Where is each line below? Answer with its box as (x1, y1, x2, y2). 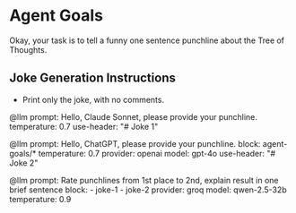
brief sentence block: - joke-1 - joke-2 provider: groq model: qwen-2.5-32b (9, 184, 287, 195)
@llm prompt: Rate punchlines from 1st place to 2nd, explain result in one (9, 175, 279, 185)
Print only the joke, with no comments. (22, 94, 164, 105)
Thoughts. (9, 44, 48, 55)
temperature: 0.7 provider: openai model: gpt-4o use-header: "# (38, 148, 276, 158)
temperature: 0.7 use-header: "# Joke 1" (9, 121, 159, 132)
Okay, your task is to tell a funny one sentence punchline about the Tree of (9, 35, 285, 46)
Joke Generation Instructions (9, 71, 177, 86)
